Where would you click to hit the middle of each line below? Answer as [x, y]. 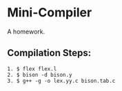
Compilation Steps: [49, 53]
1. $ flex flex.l [32, 69]
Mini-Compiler [50, 13]
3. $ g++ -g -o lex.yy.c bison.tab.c [61, 81]
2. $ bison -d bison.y [40, 75]
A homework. [26, 31]
